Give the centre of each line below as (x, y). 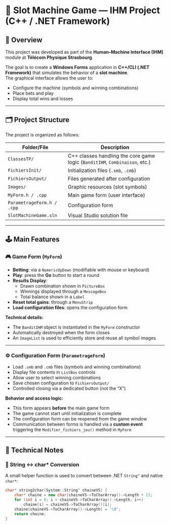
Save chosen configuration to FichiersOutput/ (61, 383)
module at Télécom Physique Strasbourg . (49, 57)
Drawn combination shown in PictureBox (62, 286)
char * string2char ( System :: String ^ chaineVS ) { (56, 490)
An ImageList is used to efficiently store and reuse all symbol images (84, 338)
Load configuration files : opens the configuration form (70, 307)
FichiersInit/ (25, 170)
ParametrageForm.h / (32, 203)
